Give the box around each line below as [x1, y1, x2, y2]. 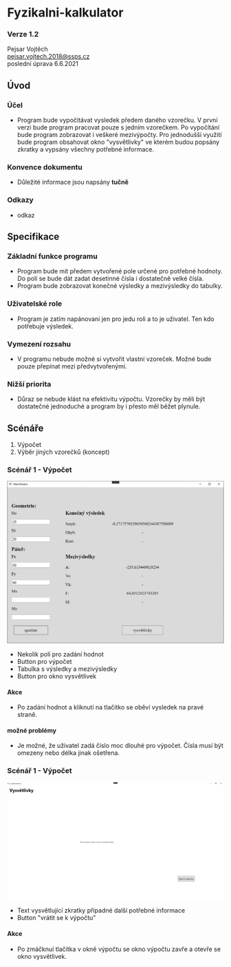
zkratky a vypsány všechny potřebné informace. [16, 145, 155, 154]
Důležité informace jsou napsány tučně [16, 178, 129, 187]
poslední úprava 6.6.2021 [7, 60, 79, 68]
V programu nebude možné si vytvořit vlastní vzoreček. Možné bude [16, 355, 212, 363]
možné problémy [7, 726, 57, 734]
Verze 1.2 [7, 30, 39, 39]
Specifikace [7, 231, 60, 242]
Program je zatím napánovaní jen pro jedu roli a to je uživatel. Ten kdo [16, 315, 214, 323]
